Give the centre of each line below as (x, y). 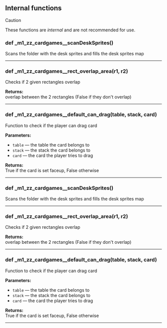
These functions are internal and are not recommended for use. (70, 30)
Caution (13, 20)
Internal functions (34, 8)
